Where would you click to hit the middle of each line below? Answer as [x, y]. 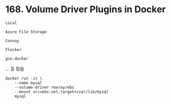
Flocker [14, 49]
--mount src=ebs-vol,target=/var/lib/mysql [62, 92]
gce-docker [17, 59]
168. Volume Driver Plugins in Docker [85, 9]
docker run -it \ [24, 78]
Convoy [12, 41]
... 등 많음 [15, 69]
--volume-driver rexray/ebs [44, 87]
